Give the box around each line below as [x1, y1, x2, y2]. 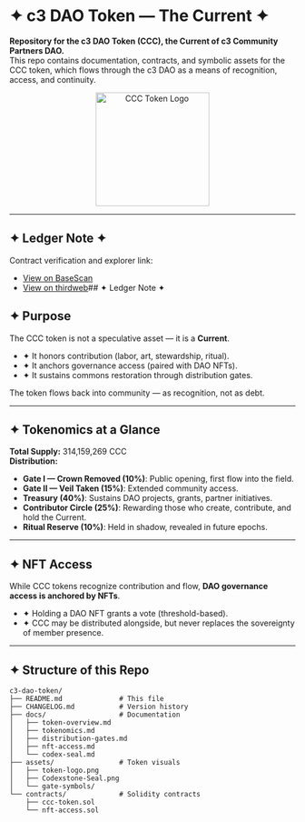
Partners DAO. [9, 45, 65, 55]
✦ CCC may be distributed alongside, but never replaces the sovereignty [22, 617, 295, 628]
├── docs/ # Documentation [9, 710, 181, 719]
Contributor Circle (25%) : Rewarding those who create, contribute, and [22, 502, 292, 514]
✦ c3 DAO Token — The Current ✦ [9, 5, 270, 26]
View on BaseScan [22, 272, 93, 283]
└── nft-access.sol [25, 806, 100, 815]
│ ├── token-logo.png [9, 766, 100, 775]
